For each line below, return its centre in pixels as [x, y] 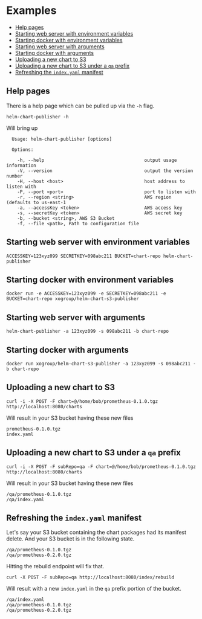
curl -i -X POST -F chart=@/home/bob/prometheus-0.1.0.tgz [82, 401]
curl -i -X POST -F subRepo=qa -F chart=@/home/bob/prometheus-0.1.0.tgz [101, 467]
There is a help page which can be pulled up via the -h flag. [80, 106]
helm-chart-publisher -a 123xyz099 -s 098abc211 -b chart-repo [88, 332]
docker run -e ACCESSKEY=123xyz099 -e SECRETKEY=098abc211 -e [86, 293]
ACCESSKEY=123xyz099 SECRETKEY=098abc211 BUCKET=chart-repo [84, 256]
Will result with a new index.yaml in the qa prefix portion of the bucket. [94, 589]
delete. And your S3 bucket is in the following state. [70, 539]
